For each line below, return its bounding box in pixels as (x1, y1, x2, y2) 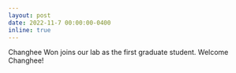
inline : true (8, 26, 51, 34)
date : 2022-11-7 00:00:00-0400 (8, 19, 111, 27)
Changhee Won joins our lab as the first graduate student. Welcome (8, 48, 229, 57)
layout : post (8, 11, 51, 20)
